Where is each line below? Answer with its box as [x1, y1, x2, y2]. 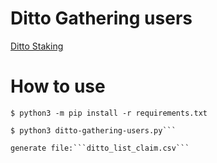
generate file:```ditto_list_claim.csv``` [10, 143, 190, 153]
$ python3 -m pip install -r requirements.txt [10, 108, 208, 118]
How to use [10, 75, 106, 98]
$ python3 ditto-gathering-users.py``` [10, 125, 177, 136]
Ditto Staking [10, 40, 64, 52]
